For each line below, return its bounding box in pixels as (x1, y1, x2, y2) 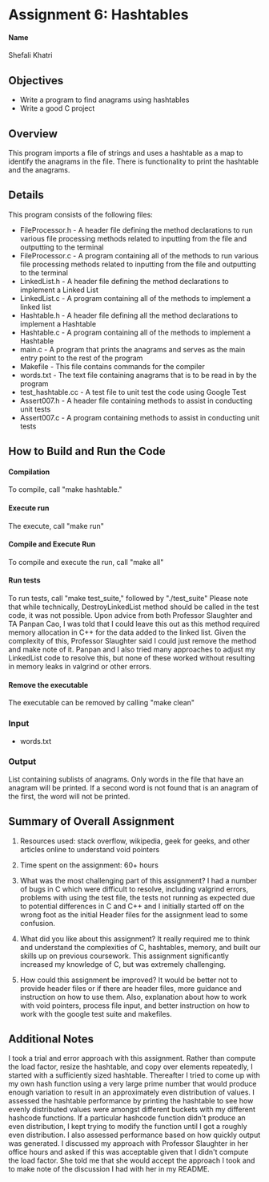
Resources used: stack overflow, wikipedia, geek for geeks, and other (19, 836, 251, 846)
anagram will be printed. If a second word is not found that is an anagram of (8, 782, 259, 792)
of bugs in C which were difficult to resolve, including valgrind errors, (19, 884, 249, 894)
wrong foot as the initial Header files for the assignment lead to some (19, 909, 248, 920)
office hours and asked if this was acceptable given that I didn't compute (8, 1147, 249, 1157)
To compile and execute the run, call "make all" (8, 557, 164, 567)
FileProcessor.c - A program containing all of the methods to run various (19, 250, 259, 260)
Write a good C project (19, 104, 95, 113)
